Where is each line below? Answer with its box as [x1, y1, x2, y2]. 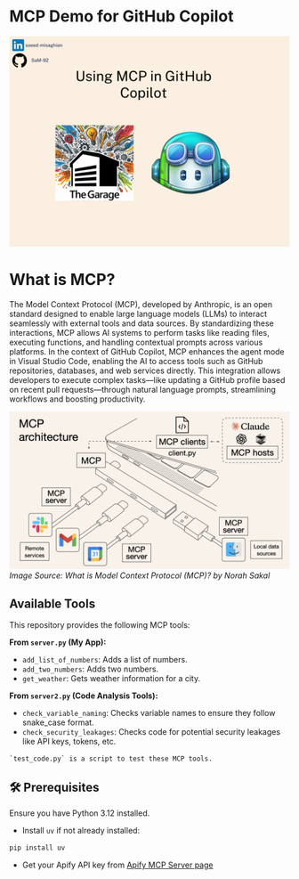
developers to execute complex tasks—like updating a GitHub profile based [9, 374, 286, 385]
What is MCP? [9, 270, 116, 290]
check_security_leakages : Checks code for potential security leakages [21, 727, 281, 737]
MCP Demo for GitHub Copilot [9, 6, 234, 27]
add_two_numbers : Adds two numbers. [21, 663, 158, 674]
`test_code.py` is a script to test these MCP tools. [9, 754, 214, 763]
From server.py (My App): [9, 637, 107, 647]
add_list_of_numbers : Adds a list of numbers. [21, 655, 189, 665]
